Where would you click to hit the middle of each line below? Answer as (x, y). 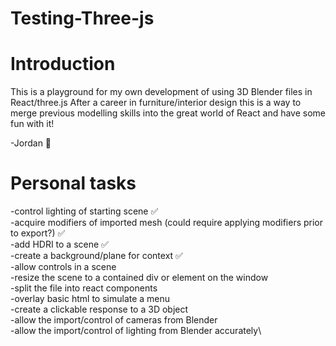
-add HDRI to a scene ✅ (59, 244)
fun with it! (32, 124)
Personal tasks (73, 183)
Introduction (63, 64)
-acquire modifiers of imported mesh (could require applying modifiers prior (167, 223)
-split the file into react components (84, 288)
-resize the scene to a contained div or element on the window (139, 278)
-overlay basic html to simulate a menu (90, 299)
